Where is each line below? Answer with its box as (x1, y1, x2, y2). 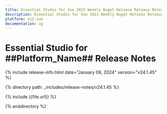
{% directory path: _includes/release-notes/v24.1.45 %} (5, 84, 119, 90)
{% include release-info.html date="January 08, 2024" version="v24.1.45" (5, 69, 157, 75)
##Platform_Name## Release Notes (5, 53, 156, 64)
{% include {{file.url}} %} (5, 94, 57, 100)
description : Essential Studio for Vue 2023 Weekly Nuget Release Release (5, 12, 164, 17)
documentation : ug (5, 21, 43, 26)
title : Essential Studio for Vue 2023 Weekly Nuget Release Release (5, 7, 150, 12)
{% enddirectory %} (5, 104, 46, 110)
